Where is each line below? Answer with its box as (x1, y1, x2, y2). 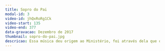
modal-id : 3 (5, 12, 29, 17)
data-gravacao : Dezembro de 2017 (5, 30, 74, 34)
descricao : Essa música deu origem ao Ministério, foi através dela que (5, 39, 157, 44)
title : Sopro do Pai (5, 7, 48, 12)
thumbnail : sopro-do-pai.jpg (5, 34, 65, 39)
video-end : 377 (5, 25, 36, 30)
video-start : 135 (5, 20, 41, 26)
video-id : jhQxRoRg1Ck (5, 16, 52, 21)
